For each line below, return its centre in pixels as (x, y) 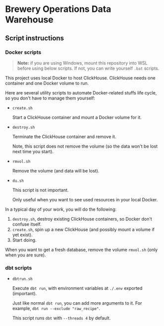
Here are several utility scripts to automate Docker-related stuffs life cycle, (81, 92)
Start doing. (24, 240)
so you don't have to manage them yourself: (50, 98)
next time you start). (33, 151)
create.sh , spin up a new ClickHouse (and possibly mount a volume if (83, 229)
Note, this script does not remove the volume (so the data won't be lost (85, 146)
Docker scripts (23, 52)
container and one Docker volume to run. (47, 83)
